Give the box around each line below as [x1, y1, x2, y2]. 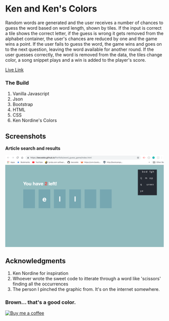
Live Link [5, 66, 24, 73]
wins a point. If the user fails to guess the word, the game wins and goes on [5, 41, 162, 47]
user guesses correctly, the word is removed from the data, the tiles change [5, 51, 162, 58]
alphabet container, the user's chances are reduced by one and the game [5, 36, 157, 42]
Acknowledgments [5, 257, 66, 265]
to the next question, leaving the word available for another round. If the [5, 46, 154, 52]
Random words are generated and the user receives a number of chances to [5, 20, 163, 26]
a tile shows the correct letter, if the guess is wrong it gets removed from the [5, 30, 164, 36]
